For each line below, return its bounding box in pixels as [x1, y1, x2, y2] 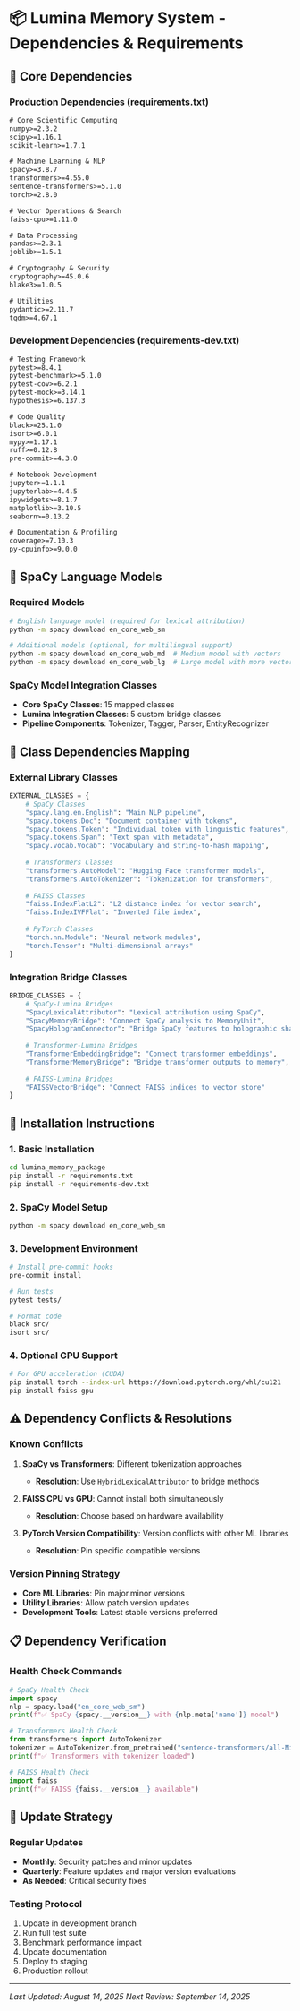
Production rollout [21, 1965, 89, 1976]
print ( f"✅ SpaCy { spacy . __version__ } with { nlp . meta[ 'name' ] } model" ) [9, 1710, 279, 1720]
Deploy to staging [21, 1956, 87, 1967]
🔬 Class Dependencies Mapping [9, 744, 190, 759]
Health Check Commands [9, 1665, 123, 1678]
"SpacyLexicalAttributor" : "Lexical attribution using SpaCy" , [25, 1007, 266, 1017]
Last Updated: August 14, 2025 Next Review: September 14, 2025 [9, 1991, 251, 2002]
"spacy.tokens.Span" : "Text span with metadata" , [25, 833, 214, 843]
